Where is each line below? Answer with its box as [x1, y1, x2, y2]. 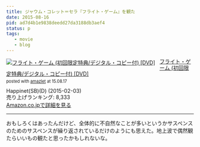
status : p [6, 25, 31, 32]
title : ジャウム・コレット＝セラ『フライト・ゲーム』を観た [6, 8, 136, 15]
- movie [14, 36, 33, 42]
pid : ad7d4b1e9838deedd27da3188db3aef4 [6, 20, 105, 26]
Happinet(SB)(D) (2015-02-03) [6, 87, 82, 94]
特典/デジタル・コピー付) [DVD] [11, 70, 89, 77]
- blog [14, 42, 31, 48]
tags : [6, 31, 20, 37]
